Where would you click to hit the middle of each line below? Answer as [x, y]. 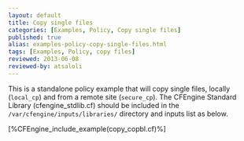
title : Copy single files [50, 23]
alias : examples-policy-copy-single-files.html [88, 45]
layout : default [35, 15]
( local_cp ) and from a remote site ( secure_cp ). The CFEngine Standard [122, 97]
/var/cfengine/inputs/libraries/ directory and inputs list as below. [118, 114]
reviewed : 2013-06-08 [44, 60]
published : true [35, 37]
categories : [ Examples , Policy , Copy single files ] [94, 30]
